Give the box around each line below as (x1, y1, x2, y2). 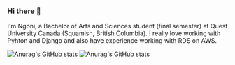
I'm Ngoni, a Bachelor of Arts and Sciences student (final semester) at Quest (7, 22, 228, 30)
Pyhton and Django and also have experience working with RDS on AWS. (7, 37, 218, 45)
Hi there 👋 (7, 6, 42, 16)
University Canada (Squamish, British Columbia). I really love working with (7, 29, 221, 37)
